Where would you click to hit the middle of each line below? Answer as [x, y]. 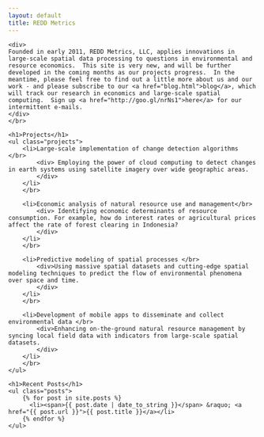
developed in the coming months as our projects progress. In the [122, 72]
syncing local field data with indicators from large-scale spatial [123, 336]
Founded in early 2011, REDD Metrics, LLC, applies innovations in [122, 51]
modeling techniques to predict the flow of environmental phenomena [125, 273]
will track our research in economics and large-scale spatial [115, 93]
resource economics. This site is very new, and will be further [120, 65]
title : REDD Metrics [42, 23]
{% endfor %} [44, 419]
